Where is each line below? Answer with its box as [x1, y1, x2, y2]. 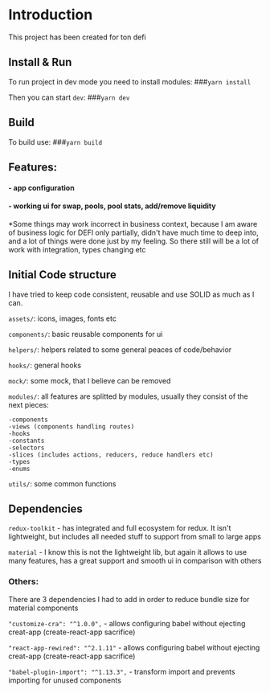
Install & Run [8, 55, 72, 69]
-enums [8, 465, 31, 473]
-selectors [8, 444, 45, 452]
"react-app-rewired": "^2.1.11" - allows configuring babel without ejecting [8, 642, 260, 652]
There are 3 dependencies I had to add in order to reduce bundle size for [8, 594, 250, 604]
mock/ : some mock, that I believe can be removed [8, 375, 171, 385]
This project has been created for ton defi [8, 32, 146, 42]
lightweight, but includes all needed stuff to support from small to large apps [8, 532, 261, 542]
